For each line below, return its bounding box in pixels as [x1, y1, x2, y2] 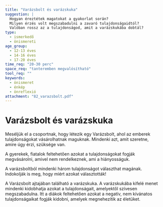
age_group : [5, 44, 27, 49]
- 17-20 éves [9, 57, 36, 62]
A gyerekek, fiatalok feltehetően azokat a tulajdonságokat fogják [5, 151, 135, 157]
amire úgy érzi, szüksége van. [5, 142, 66, 148]
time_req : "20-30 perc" [5, 62, 54, 67]
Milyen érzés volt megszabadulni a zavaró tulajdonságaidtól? [9, 21, 139, 26]
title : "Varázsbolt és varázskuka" [5, 7, 78, 12]
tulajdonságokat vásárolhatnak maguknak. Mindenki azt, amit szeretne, [5, 136, 149, 142]
